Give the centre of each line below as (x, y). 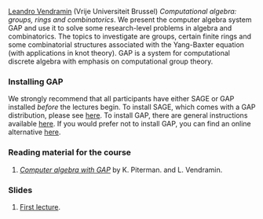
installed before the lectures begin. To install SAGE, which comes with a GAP (132, 107)
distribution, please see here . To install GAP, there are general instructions (128, 115)
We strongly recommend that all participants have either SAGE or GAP (121, 99)
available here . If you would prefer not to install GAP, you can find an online (130, 124)
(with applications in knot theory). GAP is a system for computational (119, 53)
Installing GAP (36, 82)
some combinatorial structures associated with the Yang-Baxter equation (126, 45)
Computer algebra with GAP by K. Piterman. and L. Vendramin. (121, 170)
